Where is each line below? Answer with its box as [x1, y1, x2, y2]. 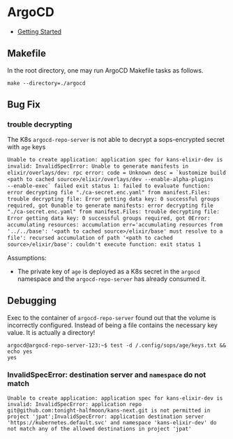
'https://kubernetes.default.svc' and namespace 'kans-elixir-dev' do [7, 419, 217, 426]
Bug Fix [7, 99, 40, 110]
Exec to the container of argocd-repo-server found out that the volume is [7, 313, 216, 322]
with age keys [7, 143, 46, 151]
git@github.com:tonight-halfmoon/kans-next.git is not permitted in [7, 407, 211, 414]
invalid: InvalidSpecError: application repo [7, 401, 142, 408]
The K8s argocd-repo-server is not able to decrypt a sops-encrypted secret [7, 136, 225, 144]
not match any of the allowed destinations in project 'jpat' [7, 425, 192, 432]
